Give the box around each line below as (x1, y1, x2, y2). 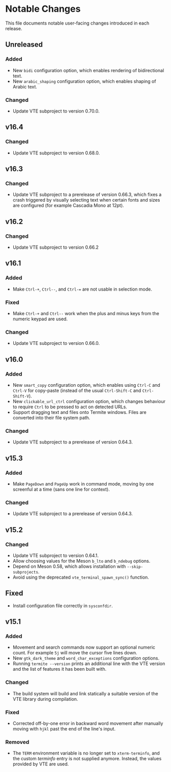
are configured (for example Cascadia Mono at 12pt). (12, 203, 124, 209)
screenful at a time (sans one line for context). (12, 486, 110, 492)
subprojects (12, 569, 38, 575)
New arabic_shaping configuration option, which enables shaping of (12, 78, 157, 84)
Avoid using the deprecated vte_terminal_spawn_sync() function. (12, 574, 150, 580)
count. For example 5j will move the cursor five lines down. (12, 650, 137, 656)
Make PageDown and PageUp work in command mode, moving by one (12, 480, 154, 487)
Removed (5, 738, 30, 745)
